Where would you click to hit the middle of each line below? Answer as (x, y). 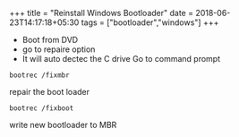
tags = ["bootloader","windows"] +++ (150, 22)
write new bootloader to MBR (63, 125)
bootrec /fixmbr (39, 75)
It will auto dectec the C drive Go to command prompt (121, 59)
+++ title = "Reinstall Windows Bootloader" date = (102, 13)
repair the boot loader (49, 92)
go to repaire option (59, 49)
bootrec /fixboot (42, 108)
